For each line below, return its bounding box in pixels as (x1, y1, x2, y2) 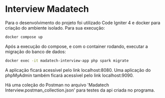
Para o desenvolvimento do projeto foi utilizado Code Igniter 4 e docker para (5, 20, 161, 26)
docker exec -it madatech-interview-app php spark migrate (5, 58, 129, 63)
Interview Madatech (5, 3, 89, 15)
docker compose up (5, 34, 43, 39)
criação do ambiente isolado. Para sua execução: (5, 25, 105, 31)
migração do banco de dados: (5, 48, 66, 55)
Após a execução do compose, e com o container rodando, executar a (5, 43, 148, 49)
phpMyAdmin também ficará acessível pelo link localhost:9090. (5, 72, 134, 78)
